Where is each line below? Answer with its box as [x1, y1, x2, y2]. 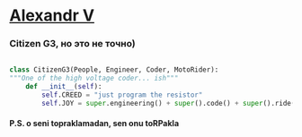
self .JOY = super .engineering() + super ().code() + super [41, 98, 263, 107]
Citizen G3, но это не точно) [9, 38, 137, 50]
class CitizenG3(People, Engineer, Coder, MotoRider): [9, 65, 219, 74]
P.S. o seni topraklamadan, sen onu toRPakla [9, 118, 180, 129]
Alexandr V [9, 5, 95, 26]
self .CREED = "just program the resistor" [41, 90, 203, 99]
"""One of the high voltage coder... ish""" [9, 73, 179, 83]
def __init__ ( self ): [25, 82, 102, 91]
